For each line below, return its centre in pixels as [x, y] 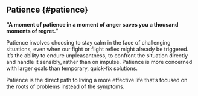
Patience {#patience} [47, 10]
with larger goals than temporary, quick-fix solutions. [72, 68]
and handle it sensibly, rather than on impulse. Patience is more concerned [99, 62]
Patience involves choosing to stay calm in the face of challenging [88, 42]
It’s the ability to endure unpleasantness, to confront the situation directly [97, 55]
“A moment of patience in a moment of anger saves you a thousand [92, 24]
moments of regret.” [32, 31]
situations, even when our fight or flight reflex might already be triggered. [97, 49]
